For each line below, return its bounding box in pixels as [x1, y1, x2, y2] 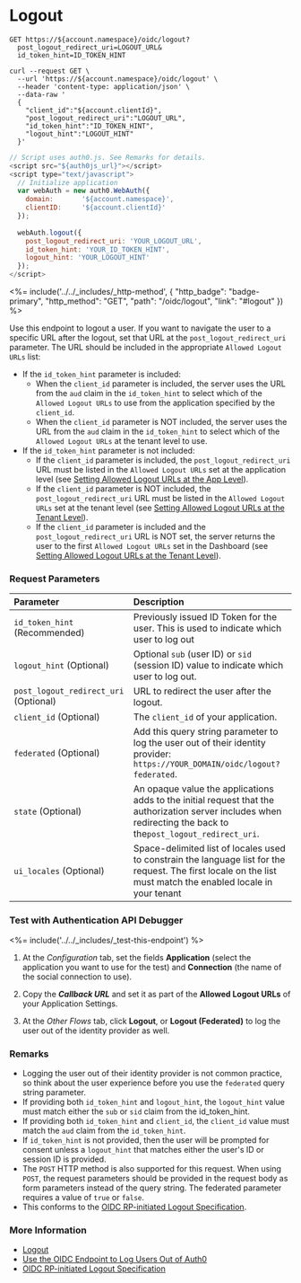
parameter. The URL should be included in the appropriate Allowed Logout [9, 342, 282, 353]
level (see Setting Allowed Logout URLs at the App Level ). [35, 473, 249, 485]
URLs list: [9, 351, 41, 362]
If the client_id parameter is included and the [35, 522, 206, 533]
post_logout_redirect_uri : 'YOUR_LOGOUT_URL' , [25, 236, 202, 245]
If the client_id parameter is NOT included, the [35, 483, 211, 494]
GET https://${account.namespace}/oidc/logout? [9, 35, 191, 44]
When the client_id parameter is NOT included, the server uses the [35, 417, 288, 428]
